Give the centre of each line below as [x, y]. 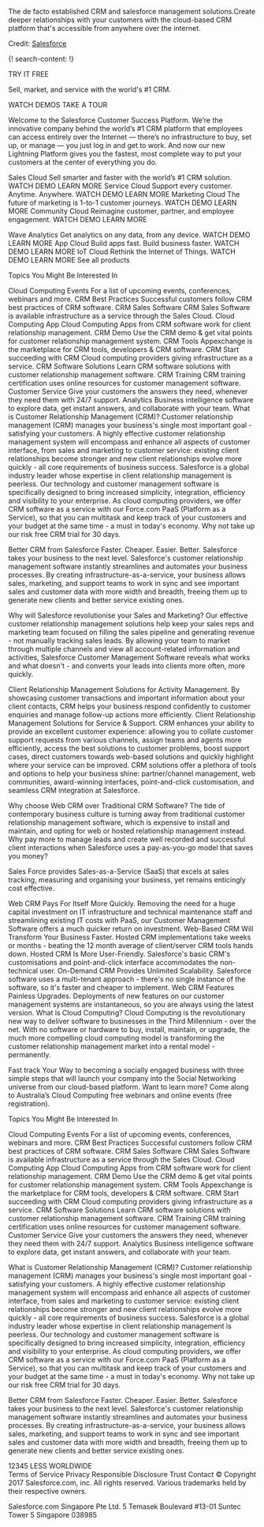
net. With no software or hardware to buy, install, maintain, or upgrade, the [129, 1030]
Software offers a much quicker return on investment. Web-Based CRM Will [131, 929]
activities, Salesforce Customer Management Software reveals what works [129, 657]
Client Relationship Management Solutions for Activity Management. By [124, 690]
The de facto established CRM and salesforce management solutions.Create [132, 11]
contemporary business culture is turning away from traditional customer [127, 814]
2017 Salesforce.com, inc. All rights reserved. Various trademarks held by [127, 1483]
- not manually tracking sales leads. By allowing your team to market [119, 641]
